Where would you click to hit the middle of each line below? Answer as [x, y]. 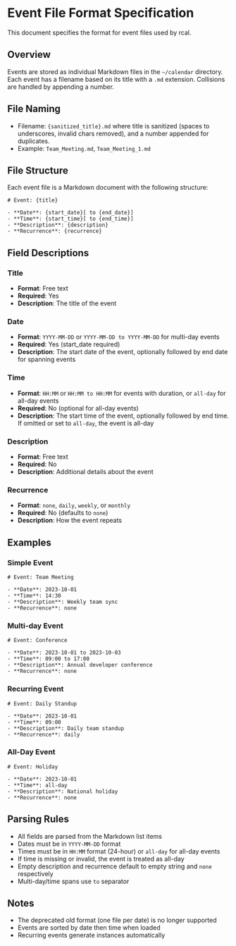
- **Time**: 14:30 [34, 595]
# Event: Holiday [33, 767]
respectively [36, 873]
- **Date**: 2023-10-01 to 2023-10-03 [64, 653]
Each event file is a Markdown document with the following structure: [108, 188]
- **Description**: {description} [58, 225]
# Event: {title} [33, 200]
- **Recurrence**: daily [44, 734]
